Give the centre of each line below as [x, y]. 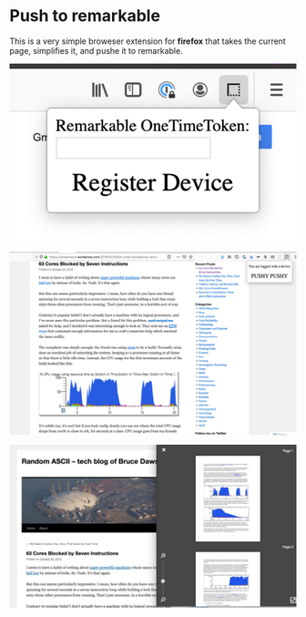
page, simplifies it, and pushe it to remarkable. [97, 50]
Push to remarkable [85, 16]
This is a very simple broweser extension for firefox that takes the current [148, 41]
